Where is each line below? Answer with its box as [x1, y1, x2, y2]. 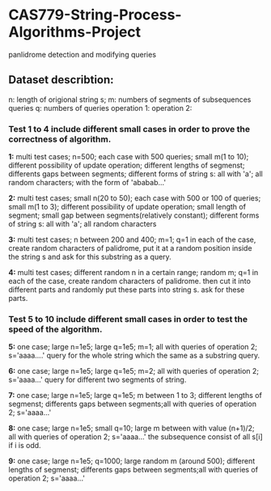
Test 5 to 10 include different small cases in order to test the [8, 313, 248, 324]
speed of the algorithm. [8, 324, 103, 335]
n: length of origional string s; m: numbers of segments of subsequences [8, 95, 252, 104]
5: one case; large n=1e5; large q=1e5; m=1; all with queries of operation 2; [8, 342, 257, 352]
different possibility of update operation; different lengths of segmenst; [8, 160, 245, 171]
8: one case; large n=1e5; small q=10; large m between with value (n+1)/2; [8, 423, 255, 434]
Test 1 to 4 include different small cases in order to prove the [8, 123, 251, 134]
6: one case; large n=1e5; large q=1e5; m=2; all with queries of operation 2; [8, 366, 260, 376]
